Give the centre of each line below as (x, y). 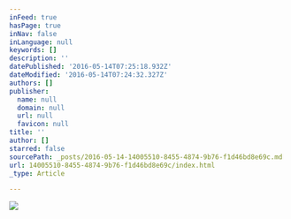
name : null (37, 99)
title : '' (27, 132)
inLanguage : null (41, 42)
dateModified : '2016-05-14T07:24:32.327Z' (88, 75)
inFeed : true (33, 17)
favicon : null (43, 125)
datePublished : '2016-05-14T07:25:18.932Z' (91, 67)
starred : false (37, 148)
